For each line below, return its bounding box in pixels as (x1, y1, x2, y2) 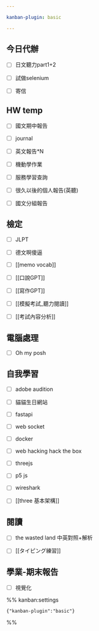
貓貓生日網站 (15, 398, 48, 406)
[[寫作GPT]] (15, 286, 45, 294)
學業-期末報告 (6, 566, 59, 577)
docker (15, 435, 34, 443)
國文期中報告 (15, 122, 48, 129)
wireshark (15, 484, 41, 492)
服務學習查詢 (15, 173, 48, 181)
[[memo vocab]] (15, 261, 56, 268)
